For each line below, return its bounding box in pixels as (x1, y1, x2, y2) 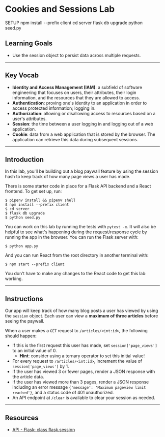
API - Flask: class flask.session (12, 427, 75, 433)
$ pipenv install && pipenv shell (5, 198, 76, 203)
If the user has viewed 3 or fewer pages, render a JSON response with (12, 369, 155, 375)
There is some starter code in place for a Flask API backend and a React (5, 183, 151, 189)
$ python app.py (5, 244, 38, 249)
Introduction (5, 155, 44, 163)
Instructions (5, 294, 43, 303)
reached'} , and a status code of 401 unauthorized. (12, 390, 114, 396)
